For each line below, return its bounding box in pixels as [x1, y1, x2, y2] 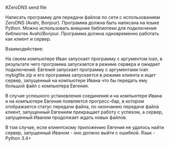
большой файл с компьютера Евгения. [5, 83, 89, 89]
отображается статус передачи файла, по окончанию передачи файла [5, 104, 159, 109]
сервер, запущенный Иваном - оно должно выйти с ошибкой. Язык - [5, 130, 155, 136]
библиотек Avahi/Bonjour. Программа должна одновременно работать [5, 31, 159, 36]
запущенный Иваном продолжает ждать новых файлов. [5, 114, 127, 120]
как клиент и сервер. [5, 36, 51, 42]
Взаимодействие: [5, 46, 44, 52]
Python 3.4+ [5, 135, 32, 141]
